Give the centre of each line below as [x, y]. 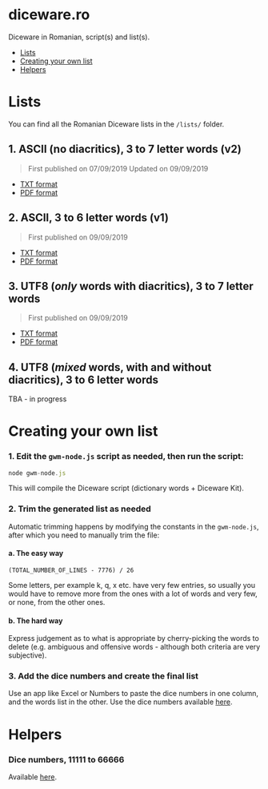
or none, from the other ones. [57, 602]
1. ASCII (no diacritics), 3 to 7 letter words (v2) [125, 149]
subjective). [28, 655]
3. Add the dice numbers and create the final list [103, 676]
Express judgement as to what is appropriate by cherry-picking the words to [134, 638]
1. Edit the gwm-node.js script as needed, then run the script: [126, 457]
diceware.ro [49, 15]
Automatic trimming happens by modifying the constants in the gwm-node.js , [134, 526]
